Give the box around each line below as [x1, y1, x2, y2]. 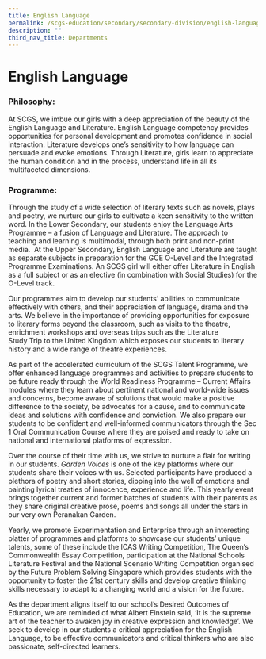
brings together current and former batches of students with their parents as [8, 493, 258, 503]
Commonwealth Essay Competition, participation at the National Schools [8, 550, 245, 560]
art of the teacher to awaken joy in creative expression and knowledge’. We [8, 616, 253, 626]
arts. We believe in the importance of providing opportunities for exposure [8, 311, 250, 320]
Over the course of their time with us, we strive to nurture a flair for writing [8, 451, 251, 461]
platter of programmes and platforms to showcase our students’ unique [8, 534, 241, 543]
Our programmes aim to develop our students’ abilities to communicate [8, 294, 240, 304]
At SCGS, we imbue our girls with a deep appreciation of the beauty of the [8, 114, 251, 124]
